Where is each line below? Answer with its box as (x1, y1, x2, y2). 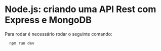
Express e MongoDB (5, 14, 92, 26)
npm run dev (9, 40, 35, 46)
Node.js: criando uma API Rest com (5, 4, 156, 15)
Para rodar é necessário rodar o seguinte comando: (5, 31, 112, 37)
